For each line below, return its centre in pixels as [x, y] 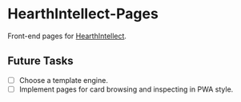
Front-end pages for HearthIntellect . [67, 36]
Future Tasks [40, 61]
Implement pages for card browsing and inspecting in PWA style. [126, 89]
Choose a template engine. [64, 80]
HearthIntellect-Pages [83, 14]
